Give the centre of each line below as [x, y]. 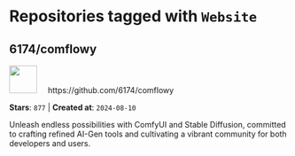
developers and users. [50, 143]
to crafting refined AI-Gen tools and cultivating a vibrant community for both [148, 134]
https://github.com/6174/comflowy [111, 90]
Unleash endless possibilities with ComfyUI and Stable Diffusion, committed [147, 125]
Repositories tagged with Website [133, 16]
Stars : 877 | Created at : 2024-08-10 [73, 107]
